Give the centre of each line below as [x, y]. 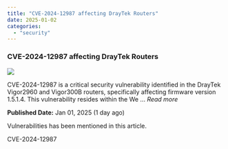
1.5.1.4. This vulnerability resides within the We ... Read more [93, 99]
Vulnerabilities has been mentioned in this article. [77, 126]
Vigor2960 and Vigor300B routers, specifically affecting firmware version [112, 92]
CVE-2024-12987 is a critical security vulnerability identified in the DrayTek [114, 84]
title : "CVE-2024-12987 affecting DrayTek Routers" [83, 13]
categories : [24, 26]
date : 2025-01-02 [32, 20]
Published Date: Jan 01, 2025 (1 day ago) [66, 112]
